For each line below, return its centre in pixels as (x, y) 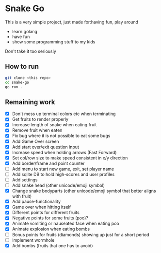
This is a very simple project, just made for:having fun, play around (72, 22)
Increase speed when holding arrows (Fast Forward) (64, 152)
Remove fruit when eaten (37, 130)
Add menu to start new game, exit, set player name (63, 169)
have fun (21, 37)
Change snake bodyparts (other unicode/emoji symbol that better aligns (84, 191)
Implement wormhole (33, 240)
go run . (14, 87)
